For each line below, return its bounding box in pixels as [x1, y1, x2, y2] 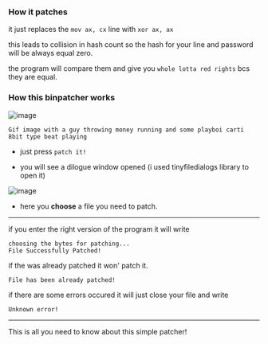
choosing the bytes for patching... [8, 240, 130, 248]
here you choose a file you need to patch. [19, 201, 158, 211]
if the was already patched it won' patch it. [8, 260, 149, 270]
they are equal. [8, 72, 57, 82]
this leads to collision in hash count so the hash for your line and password [8, 40, 254, 49]
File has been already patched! [8, 276, 116, 284]
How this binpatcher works [8, 92, 116, 104]
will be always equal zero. [8, 49, 93, 58]
